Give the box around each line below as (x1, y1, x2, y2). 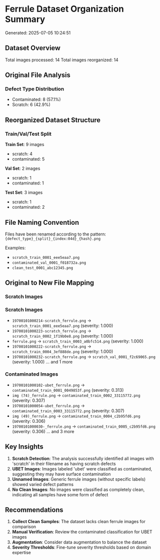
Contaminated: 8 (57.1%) (12, 96, 61, 103)
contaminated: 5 (12, 156, 45, 162)
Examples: (5, 245, 26, 251)
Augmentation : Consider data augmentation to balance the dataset (12, 539, 147, 545)
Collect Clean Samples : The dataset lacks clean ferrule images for (12, 519, 145, 524)
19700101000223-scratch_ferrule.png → (12, 327, 92, 334)
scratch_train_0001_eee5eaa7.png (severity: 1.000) (12, 323, 113, 328)
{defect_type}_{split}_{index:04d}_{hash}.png (5, 236, 101, 241)
